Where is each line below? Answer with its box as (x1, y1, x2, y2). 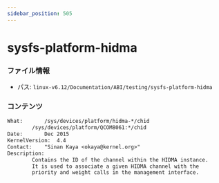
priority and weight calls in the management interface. (32, 169, 199, 176)
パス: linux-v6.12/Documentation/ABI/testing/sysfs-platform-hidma (17, 83, 213, 91)
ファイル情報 (7, 66, 50, 75)
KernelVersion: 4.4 (7, 137, 67, 144)
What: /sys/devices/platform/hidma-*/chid (7, 118, 150, 125)
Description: (7, 150, 45, 157)
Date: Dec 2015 (7, 131, 70, 138)
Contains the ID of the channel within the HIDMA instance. (32, 156, 209, 163)
